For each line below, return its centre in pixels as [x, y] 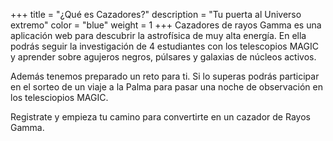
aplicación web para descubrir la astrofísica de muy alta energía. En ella [158, 35]
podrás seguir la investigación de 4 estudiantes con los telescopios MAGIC [164, 46]
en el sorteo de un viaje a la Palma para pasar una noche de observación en [166, 87]
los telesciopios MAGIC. [59, 97]
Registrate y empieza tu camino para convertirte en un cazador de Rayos [160, 117]
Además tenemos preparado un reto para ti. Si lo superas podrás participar [165, 76]
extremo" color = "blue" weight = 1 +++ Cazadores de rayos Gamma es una [166, 25]
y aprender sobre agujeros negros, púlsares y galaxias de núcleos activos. [163, 57]
